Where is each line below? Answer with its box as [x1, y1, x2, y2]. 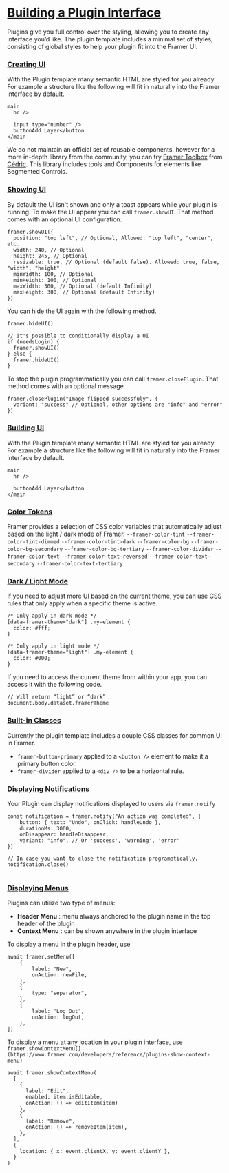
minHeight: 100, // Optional [13, 277, 97, 283]
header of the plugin [17, 919, 76, 928]
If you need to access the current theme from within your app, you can [7, 673, 208, 681]
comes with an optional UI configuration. [7, 215, 122, 223]
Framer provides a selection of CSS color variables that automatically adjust [7, 523, 222, 531]
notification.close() [7, 861, 69, 868]
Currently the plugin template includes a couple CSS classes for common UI [7, 731, 222, 739]
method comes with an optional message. [7, 381, 126, 390]
